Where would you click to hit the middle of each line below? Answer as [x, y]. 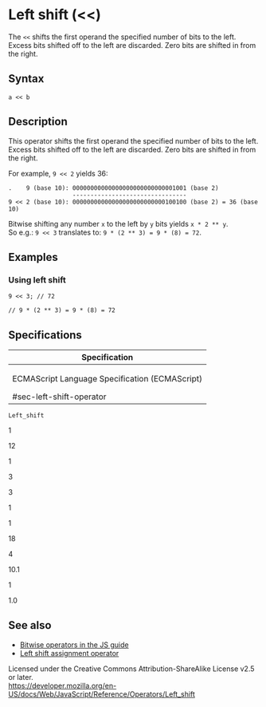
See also [30, 625]
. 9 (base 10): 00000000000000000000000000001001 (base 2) [113, 188]
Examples [33, 257]
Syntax [26, 79]
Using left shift [37, 279]
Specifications [45, 335]
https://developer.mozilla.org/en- [63, 685]
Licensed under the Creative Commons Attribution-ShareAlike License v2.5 [131, 669]
